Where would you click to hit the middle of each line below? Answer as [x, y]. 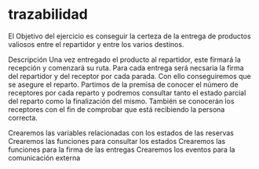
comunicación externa [44, 157]
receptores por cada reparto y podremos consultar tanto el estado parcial [127, 92]
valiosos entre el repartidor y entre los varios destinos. [96, 44]
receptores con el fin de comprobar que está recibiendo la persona [117, 109]
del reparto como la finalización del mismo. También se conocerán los [121, 101]
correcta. [23, 117]
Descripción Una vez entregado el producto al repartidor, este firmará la [124, 59]
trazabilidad [48, 14]
